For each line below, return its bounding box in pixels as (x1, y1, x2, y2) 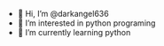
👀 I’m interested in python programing (17, 18, 156, 28)
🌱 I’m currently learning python (17, 27, 131, 37)
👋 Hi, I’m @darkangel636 (17, 9, 109, 19)
